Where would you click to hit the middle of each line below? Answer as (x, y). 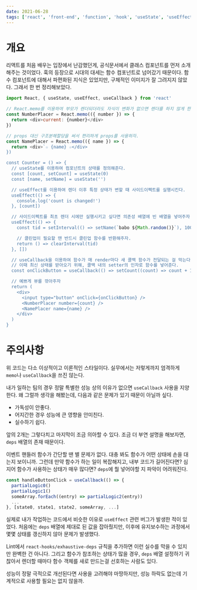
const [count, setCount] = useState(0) (60, 174)
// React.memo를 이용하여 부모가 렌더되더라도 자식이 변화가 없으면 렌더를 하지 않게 (95, 109)
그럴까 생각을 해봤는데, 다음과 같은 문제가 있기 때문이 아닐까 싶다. (98, 395)
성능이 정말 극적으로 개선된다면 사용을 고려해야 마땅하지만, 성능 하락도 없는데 (94, 574)
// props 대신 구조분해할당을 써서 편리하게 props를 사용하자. (72, 136)
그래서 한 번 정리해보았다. (43, 87)
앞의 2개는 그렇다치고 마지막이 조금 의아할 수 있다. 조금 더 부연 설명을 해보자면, (96, 434)
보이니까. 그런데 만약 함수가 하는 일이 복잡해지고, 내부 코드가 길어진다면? (99, 462)
